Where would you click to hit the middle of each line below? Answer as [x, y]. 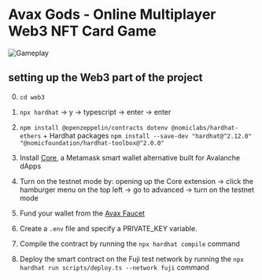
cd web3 [32, 97]
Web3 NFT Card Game [83, 31]
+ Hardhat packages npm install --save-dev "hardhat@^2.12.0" [147, 135]
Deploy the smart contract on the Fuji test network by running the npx [131, 259]
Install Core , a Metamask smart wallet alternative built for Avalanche [130, 157]
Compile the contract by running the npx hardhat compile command [129, 243]
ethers [30, 136]
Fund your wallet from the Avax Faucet [82, 213]
